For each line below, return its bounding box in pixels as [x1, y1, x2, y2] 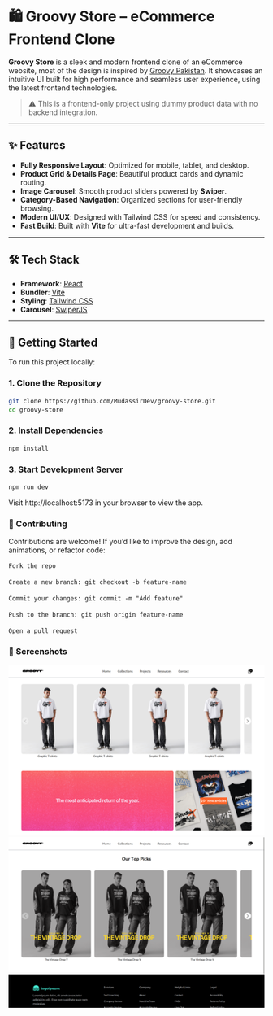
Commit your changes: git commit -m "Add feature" [8, 595, 184, 603]
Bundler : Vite [19, 287, 65, 297]
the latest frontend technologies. [8, 83, 118, 93]
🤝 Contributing [8, 518, 67, 530]
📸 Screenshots [8, 645, 67, 656]
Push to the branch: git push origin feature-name [8, 611, 184, 619]
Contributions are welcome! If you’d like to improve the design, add [8, 537, 233, 547]
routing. [19, 177, 47, 187]
